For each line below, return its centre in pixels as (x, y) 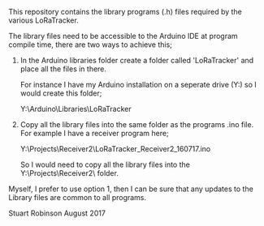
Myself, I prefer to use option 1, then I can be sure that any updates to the (131, 189)
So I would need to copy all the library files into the (105, 164)
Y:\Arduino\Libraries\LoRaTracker (76, 109)
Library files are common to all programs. (78, 197)
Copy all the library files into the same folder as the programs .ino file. (137, 124)
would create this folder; (61, 93)
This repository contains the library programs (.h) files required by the (125, 12)
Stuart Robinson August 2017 (57, 213)
